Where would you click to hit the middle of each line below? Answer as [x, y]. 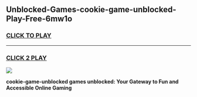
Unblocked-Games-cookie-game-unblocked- [91, 10]
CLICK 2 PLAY [26, 58]
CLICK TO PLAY [29, 36]
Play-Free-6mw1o [39, 19]
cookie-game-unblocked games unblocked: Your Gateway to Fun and [92, 81]
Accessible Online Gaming [39, 88]
